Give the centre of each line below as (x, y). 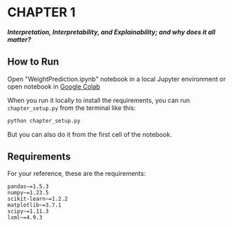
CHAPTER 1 (41, 12)
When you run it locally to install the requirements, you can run (99, 100)
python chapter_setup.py (44, 121)
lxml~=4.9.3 (25, 218)
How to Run (33, 62)
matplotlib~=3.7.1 (34, 205)
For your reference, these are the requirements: (77, 174)
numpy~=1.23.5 (28, 193)
